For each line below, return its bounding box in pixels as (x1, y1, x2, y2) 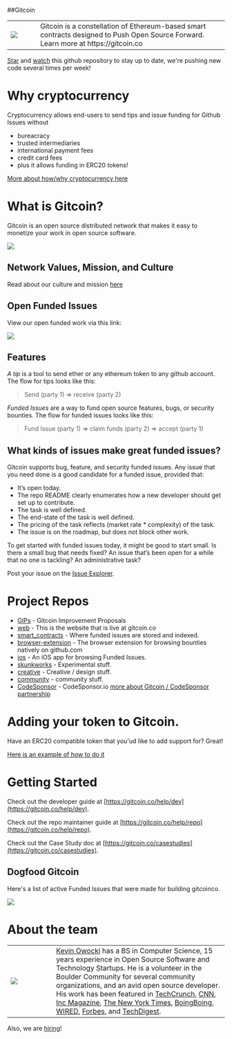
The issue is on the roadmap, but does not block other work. (17, 528, 190, 536)
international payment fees (17, 146, 94, 154)
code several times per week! (7, 64, 91, 72)
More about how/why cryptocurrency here (7, 174, 128, 182)
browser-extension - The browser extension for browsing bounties (17, 639, 207, 647)
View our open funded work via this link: (7, 318, 122, 327)
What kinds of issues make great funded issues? (7, 444, 221, 456)
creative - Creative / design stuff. (17, 668, 112, 676)
